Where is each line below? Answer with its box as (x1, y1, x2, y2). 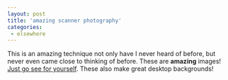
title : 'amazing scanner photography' (7, 17, 122, 24)
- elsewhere (10, 30, 46, 38)
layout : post (7, 10, 46, 18)
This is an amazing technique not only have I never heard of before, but (7, 50, 216, 58)
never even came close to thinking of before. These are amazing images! (7, 57, 222, 66)
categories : (7, 23, 42, 30)
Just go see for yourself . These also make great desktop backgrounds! (7, 64, 214, 73)
